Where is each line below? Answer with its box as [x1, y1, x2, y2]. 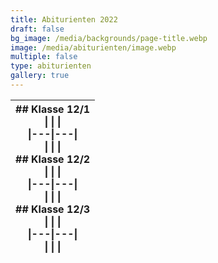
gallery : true [10, 71, 70, 81]
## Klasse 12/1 [15, 102, 91, 116]
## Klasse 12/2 [15, 152, 91, 166]
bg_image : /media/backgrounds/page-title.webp [10, 33, 208, 43]
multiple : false [10, 52, 78, 62]
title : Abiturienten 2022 [10, 14, 118, 25]
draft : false [10, 24, 65, 34]
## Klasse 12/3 [15, 202, 91, 216]
